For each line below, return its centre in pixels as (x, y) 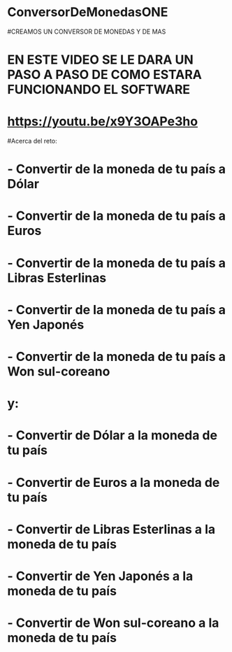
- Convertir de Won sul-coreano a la (113, 623)
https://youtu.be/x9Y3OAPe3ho (102, 121)
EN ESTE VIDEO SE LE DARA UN (100, 60)
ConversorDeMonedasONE (88, 12)
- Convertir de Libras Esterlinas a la (111, 529)
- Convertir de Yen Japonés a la (100, 576)
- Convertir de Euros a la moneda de (114, 482)
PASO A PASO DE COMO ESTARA (105, 75)
